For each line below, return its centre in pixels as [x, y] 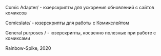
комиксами [18, 38]
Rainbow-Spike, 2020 [28, 48]
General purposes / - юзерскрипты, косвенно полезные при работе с [81, 33]
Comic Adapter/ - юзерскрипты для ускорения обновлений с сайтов [80, 7]
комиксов [16, 13]
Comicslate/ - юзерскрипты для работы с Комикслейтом [67, 23]
